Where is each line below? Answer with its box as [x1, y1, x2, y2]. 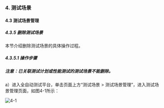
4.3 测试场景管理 [5, 17, 39, 23]
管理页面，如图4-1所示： [9, 87, 60, 94]
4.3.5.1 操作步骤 [5, 55, 37, 61]
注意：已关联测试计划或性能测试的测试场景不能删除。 [5, 68, 113, 74]
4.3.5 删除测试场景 [5, 29, 43, 35]
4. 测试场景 [5, 4, 32, 11]
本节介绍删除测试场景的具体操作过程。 [5, 43, 83, 49]
